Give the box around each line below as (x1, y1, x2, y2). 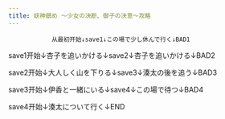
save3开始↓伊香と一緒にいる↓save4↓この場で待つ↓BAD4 (8, 84, 203, 94)
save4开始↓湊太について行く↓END (8, 101, 125, 111)
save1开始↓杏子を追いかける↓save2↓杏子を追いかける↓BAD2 (8, 50, 215, 60)
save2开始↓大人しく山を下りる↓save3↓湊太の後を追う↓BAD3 (8, 68, 218, 77)
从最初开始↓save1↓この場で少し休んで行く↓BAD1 (51, 35, 190, 43)
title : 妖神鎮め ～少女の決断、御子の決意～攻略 (8, 11, 151, 20)
